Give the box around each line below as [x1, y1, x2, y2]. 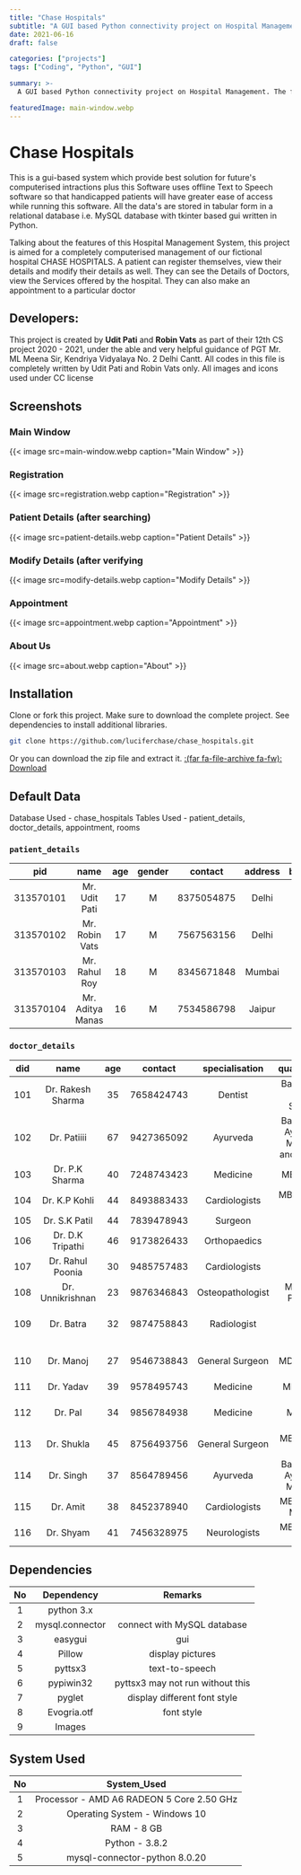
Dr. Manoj [47, 1354, 90, 1367]
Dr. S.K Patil [43, 1214, 93, 1227]
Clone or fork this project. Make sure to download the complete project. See [9, 710, 289, 721]
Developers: [9, 311, 79, 326]
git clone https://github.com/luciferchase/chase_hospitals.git [9, 737, 254, 746]
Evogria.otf [47, 1706, 94, 1719]
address [245, 866, 280, 878]
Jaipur [248, 1003, 276, 1016]
